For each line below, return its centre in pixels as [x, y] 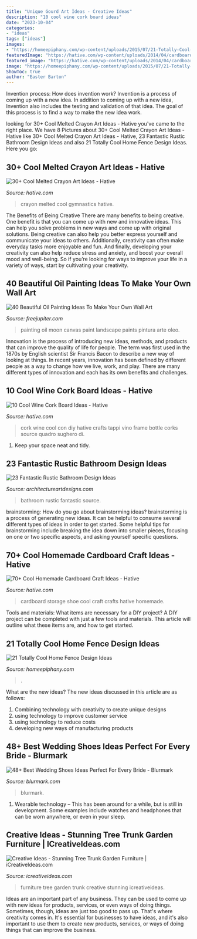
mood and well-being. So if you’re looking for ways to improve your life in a [97, 259]
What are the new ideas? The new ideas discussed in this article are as [92, 692]
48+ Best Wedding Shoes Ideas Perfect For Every [98, 747]
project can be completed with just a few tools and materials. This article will [98, 619]
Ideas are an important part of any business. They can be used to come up [96, 899]
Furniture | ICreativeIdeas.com [63, 844]
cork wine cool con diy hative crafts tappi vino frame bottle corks [99, 428]
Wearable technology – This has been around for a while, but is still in [98, 804]
